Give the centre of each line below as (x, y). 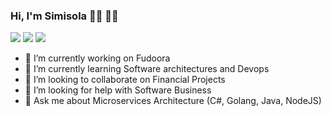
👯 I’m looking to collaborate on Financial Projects (125, 80)
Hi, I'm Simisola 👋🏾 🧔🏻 (64, 16)
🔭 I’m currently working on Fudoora (97, 58)
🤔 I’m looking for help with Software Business (118, 90)
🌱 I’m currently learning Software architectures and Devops (147, 69)
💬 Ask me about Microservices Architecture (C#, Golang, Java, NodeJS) (173, 101)
